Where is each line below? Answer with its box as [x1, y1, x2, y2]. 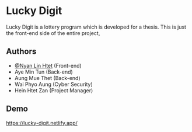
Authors [6, 47, 37, 57]
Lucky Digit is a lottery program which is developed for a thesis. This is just [6, 23, 187, 30]
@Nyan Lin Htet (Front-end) [14, 62, 82, 69]
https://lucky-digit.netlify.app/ [6, 119, 78, 126]
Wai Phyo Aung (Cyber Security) [14, 81, 93, 88]
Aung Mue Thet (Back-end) [14, 74, 81, 81]
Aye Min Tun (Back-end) [14, 68, 73, 75]
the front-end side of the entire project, [6, 29, 100, 36]
